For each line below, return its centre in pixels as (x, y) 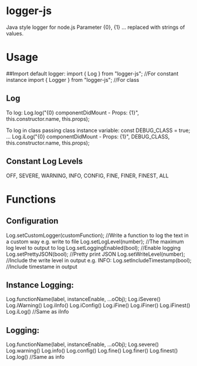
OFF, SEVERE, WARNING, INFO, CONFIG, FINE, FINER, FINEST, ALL (87, 176)
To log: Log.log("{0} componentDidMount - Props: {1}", (73, 113)
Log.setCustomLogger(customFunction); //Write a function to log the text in (98, 235)
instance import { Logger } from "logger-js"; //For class (73, 80)
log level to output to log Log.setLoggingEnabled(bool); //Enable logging (94, 248)
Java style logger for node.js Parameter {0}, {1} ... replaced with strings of (96, 27)
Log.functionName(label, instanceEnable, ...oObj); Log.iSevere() (84, 299)
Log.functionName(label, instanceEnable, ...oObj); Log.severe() (83, 344)
